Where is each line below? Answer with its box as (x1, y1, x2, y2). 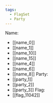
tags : (5, 7, 16, 12)
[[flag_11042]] (12, 92, 40, 98)
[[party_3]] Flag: (12, 87, 46, 93)
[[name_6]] (12, 66, 35, 72)
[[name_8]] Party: (12, 71, 49, 77)
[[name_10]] (12, 50, 37, 56)
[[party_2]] (12, 82, 34, 88)
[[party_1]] (12, 76, 33, 82)
